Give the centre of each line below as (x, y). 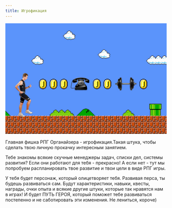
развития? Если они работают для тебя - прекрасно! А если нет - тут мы (85, 163)
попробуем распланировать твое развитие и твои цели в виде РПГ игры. (85, 168)
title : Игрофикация (26, 11)
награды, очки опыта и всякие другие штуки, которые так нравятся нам (84, 189)
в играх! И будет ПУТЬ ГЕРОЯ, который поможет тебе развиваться (79, 195)
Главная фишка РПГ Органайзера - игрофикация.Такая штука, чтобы (81, 142)
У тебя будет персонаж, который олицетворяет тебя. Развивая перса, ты (85, 178)
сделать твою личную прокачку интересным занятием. (66, 148)
